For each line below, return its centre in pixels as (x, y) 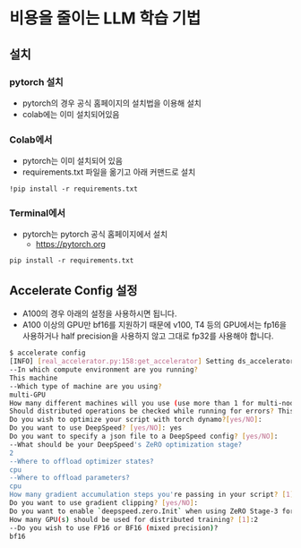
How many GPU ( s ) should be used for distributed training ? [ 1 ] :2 (133, 519)
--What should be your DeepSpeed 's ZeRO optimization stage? (126, 444)
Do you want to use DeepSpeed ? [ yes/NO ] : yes (95, 428)
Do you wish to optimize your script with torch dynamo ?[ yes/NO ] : (136, 420)
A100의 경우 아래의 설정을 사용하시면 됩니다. (99, 313)
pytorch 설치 (37, 81)
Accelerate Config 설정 (73, 291)
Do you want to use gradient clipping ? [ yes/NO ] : (104, 503)
